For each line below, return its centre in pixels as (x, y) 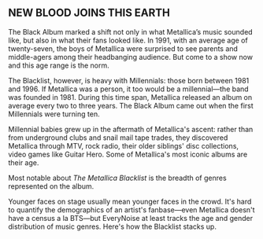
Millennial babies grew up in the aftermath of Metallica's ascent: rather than (131, 129)
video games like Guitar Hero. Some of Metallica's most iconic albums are (128, 154)
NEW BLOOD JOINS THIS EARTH (89, 13)
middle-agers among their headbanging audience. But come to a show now (131, 57)
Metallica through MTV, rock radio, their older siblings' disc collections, (123, 145)
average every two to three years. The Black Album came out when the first (131, 105)
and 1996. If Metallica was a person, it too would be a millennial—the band (129, 89)
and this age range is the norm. (59, 65)
